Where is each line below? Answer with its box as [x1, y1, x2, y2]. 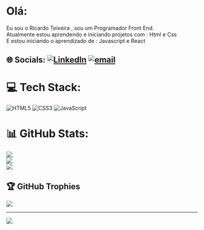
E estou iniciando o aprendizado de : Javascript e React [6, 37, 146, 44]
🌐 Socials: [6, 55, 46, 65]
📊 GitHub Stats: [6, 127, 89, 141]
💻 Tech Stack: [6, 80, 81, 94]
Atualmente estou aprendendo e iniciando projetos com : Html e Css [6, 30, 177, 38]
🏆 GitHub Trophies [6, 181, 81, 192]
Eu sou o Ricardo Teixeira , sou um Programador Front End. [6, 24, 154, 32]
